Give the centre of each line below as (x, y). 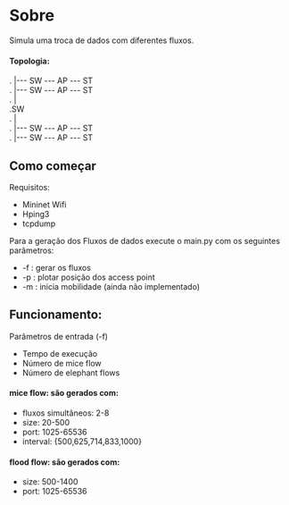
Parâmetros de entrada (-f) (59, 336)
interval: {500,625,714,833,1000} (82, 441)
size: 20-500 (46, 422)
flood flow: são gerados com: (65, 462)
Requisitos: (30, 187)
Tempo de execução (60, 353)
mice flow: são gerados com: (64, 393)
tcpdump (39, 223)
